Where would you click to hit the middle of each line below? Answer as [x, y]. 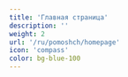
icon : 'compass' [39, 50]
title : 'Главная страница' [59, 17]
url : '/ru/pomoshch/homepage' [65, 42]
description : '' [39, 26]
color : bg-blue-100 [45, 58]
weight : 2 [27, 34]
